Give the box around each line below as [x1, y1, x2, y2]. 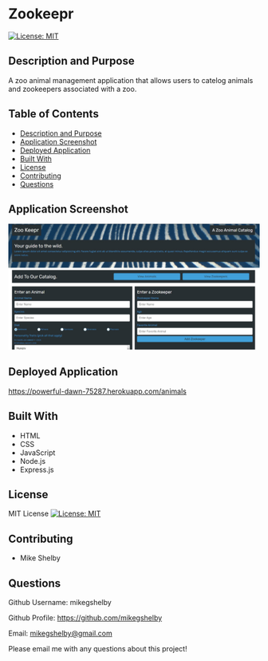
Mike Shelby [19, 553, 61, 563]
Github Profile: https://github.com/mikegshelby [8, 612, 163, 623]
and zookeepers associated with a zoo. [8, 84, 137, 93]
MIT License [8, 509, 49, 519]
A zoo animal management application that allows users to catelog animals [8, 75, 254, 85]
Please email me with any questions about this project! [8, 643, 187, 653]
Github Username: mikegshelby [8, 597, 112, 607]
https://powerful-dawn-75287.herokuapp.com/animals [8, 386, 187, 396]
